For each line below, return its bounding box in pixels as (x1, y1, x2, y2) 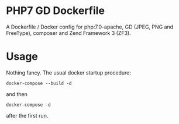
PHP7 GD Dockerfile (6, 4, 105, 17)
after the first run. (6, 112, 49, 119)
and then (6, 90, 27, 97)
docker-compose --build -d (6, 80, 72, 86)
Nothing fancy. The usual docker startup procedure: (6, 69, 132, 76)
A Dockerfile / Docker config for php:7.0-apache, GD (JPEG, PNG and (6, 23, 174, 30)
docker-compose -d (6, 102, 51, 108)
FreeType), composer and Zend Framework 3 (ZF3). (6, 29, 131, 36)
